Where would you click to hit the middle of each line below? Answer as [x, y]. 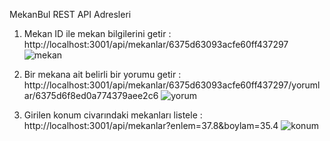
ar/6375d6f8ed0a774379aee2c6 [91, 95]
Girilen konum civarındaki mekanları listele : [113, 115]
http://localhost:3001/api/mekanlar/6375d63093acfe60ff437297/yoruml [172, 85]
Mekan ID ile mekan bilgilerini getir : [97, 33]
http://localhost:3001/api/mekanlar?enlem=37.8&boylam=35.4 [151, 125]
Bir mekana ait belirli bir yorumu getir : [102, 74]
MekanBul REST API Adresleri [70, 14]
